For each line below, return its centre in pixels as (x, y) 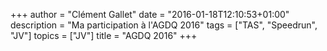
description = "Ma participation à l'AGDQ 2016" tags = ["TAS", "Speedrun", (164, 25)
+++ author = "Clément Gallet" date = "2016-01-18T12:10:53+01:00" (150, 14)
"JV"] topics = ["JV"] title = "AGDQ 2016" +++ (104, 35)
